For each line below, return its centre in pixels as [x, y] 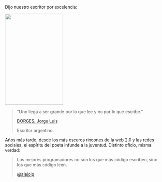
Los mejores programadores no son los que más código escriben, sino [87, 159]
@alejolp [26, 174]
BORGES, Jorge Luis [37, 121]
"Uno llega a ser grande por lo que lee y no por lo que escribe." [80, 112]
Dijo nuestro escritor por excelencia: [41, 7]
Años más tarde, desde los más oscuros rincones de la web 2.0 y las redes [80, 140]
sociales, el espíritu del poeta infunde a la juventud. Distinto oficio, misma [78, 145]
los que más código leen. [42, 165]
